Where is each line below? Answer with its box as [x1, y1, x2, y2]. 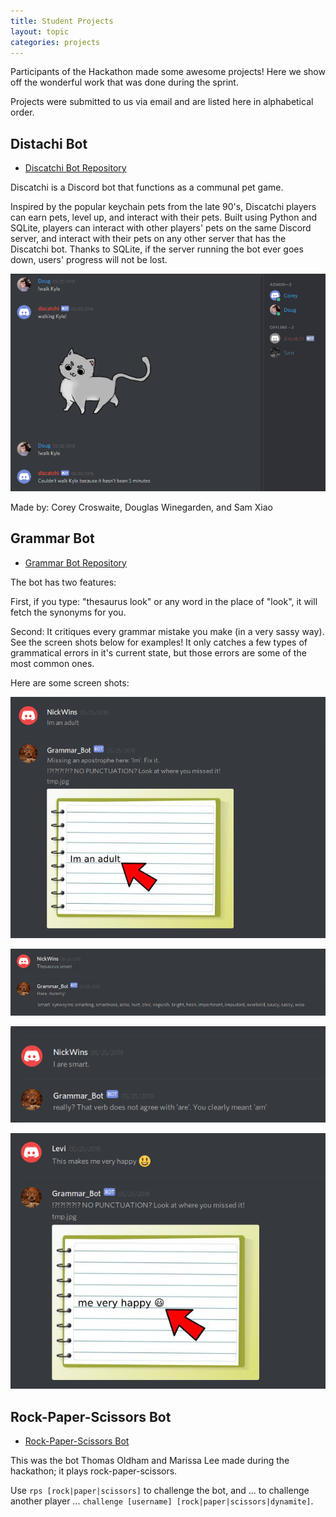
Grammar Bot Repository [24, 556, 127, 569]
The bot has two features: [10, 576, 117, 588]
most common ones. [10, 657, 95, 669]
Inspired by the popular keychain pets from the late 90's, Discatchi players [10, 201, 317, 213]
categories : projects [10, 37, 101, 47]
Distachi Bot [10, 135, 88, 152]
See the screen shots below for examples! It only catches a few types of [10, 636, 308, 648]
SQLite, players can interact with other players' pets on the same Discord [10, 222, 312, 234]
